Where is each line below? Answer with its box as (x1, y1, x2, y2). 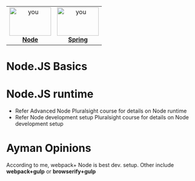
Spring (68, 36, 88, 44)
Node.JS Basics (6, 60, 88, 73)
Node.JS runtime (6, 87, 94, 101)
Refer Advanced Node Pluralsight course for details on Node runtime (15, 107, 187, 114)
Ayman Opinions (6, 142, 91, 155)
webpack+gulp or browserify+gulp (6, 168, 96, 175)
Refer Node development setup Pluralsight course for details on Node (15, 114, 189, 121)
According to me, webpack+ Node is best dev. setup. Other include (6, 162, 174, 169)
